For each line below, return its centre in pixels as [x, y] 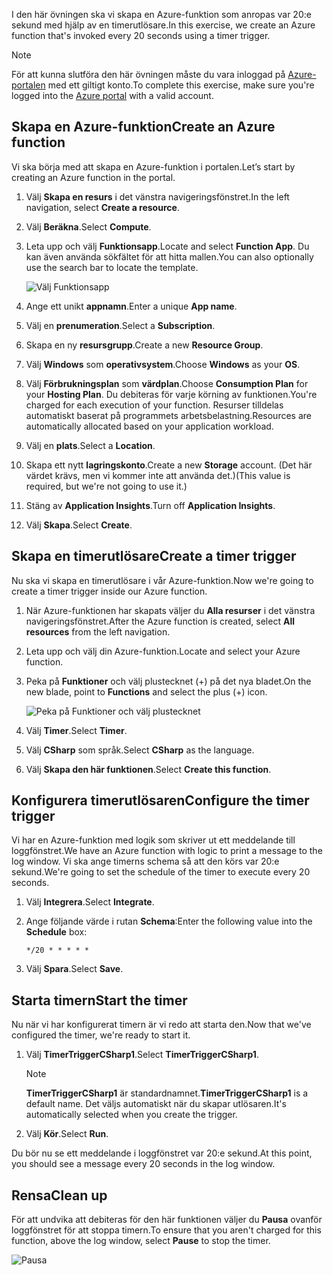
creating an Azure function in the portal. [93, 177]
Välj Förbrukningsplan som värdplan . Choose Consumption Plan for [167, 383]
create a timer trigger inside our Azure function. [109, 591]
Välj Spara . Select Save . [74, 969]
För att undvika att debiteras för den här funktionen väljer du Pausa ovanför [167, 1220]
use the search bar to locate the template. [112, 267]
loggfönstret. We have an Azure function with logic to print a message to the [167, 851]
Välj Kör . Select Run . [67, 1134]
